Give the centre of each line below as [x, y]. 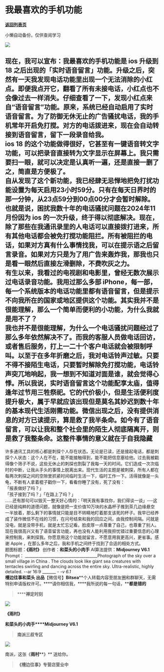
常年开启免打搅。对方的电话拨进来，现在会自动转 [85, 126]
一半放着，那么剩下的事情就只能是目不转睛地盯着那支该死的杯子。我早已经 [80, 512]
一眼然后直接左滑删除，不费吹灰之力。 [75, 264]
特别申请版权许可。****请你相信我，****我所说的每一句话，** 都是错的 [76, 583]
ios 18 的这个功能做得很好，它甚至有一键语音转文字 [82, 144]
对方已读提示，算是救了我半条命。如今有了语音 [88, 420]
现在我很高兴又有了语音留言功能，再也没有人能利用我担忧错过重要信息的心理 [82, 531]
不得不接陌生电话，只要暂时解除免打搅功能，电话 [79, 365]
